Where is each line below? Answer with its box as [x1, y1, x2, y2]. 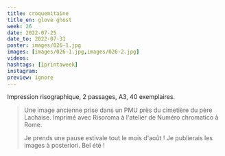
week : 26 [7, 23, 32, 30]
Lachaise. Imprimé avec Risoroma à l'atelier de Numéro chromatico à [23, 113, 219, 122]
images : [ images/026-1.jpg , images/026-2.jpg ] [7, 49, 139, 56]
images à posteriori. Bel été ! [23, 142, 105, 150]
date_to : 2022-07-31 [7, 36, 67, 43]
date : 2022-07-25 [7, 29, 57, 36]
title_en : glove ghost [7, 16, 72, 23]
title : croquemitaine [7, 10, 69, 17]
